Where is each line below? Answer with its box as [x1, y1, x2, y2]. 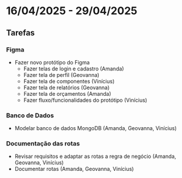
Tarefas [6, 28, 35, 38]
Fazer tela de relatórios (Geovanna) [23, 84, 110, 91]
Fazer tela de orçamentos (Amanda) [23, 90, 111, 97]
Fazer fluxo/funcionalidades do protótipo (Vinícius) [23, 96, 148, 103]
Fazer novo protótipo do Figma [14, 59, 90, 66]
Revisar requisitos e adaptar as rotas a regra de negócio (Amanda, [14, 153, 176, 160]
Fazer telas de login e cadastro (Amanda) [23, 65, 124, 72]
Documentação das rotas [6, 140, 80, 148]
